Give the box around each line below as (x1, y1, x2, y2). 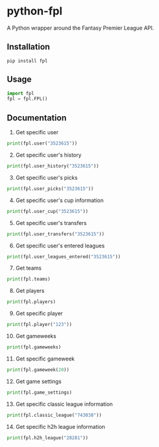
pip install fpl (7, 57, 48, 64)
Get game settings (15, 377, 62, 385)
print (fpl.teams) (7, 276, 51, 282)
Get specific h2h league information (15, 423, 105, 430)
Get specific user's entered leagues (15, 242, 105, 249)
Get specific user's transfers (15, 219, 87, 226)
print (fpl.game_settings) (7, 389, 72, 396)
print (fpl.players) (7, 299, 56, 305)
